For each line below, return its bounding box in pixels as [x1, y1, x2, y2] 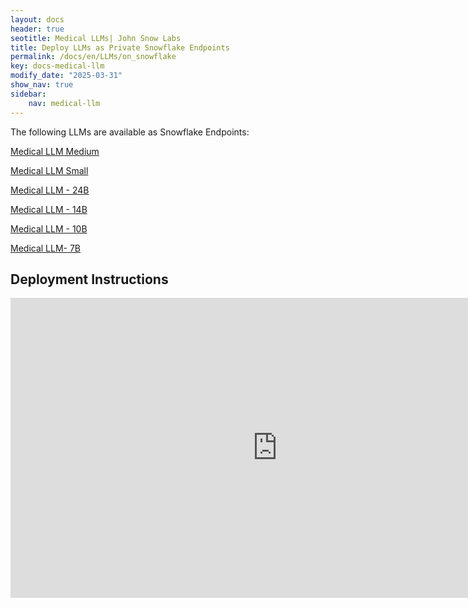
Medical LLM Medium [10, 145, 100, 157]
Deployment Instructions [10, 271, 169, 288]
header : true [10, 24, 65, 34]
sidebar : [10, 89, 47, 99]
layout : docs [10, 14, 65, 25]
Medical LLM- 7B [10, 242, 82, 254]
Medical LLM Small [10, 164, 89, 176]
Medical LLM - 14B [10, 203, 88, 215]
